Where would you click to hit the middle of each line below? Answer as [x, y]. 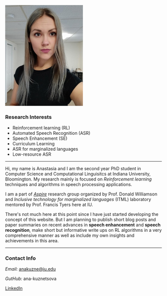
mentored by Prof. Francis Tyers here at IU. [49, 204]
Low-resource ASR [32, 154]
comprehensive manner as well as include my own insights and [70, 235]
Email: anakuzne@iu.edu [31, 269]
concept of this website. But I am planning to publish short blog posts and [81, 219]
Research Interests [29, 117]
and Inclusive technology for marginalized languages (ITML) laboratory [78, 199]
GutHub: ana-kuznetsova [31, 279]
